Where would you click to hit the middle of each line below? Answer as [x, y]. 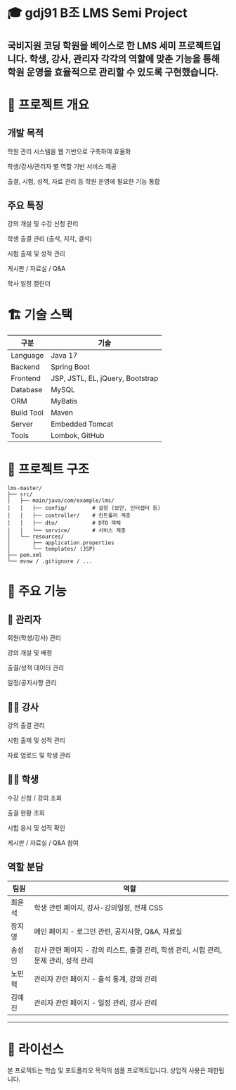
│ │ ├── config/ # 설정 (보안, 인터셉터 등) [84, 508]
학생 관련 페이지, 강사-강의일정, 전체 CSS [99, 908]
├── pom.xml [25, 556]
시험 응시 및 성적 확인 [36, 827]
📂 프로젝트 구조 [48, 469]
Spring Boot [70, 367]
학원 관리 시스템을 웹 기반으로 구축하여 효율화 [69, 151]
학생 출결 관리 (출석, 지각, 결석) [50, 239]
